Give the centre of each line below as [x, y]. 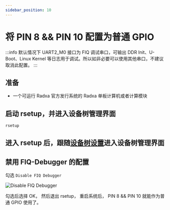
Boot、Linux [18, 58]
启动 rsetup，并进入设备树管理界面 [61, 113]
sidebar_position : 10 [28, 10]
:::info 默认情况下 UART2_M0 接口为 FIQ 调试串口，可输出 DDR [71, 52]
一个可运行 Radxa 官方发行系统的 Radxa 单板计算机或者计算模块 [80, 96]
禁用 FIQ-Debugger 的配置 [47, 162]
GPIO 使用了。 [26, 202]
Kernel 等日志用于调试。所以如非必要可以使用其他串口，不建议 [98, 58]
